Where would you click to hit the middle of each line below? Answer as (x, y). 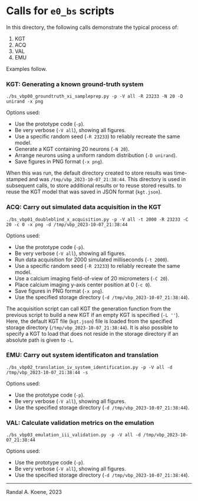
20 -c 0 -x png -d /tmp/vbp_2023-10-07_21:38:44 (67, 225)
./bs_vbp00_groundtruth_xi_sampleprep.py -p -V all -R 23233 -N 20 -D (95, 96)
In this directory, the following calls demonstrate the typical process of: (92, 27)
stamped (17, 179)
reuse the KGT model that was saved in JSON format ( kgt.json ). (84, 192)
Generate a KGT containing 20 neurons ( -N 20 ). (72, 149)
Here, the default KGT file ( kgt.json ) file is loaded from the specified (89, 321)
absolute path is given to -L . (40, 340)
